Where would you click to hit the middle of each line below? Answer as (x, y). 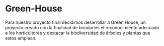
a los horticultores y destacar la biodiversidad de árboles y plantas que (78, 33)
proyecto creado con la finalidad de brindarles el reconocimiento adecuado (82, 27)
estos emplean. (21, 38)
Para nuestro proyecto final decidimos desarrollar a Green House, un (76, 22)
